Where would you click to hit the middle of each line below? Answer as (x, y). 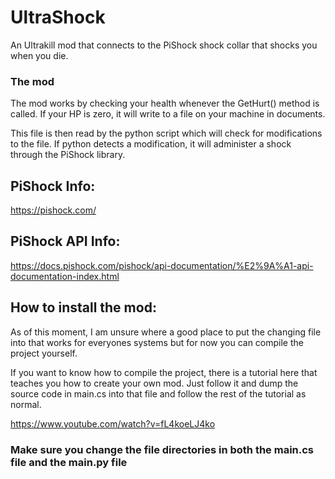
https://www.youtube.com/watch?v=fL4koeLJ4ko (113, 423)
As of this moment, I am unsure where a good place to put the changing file (166, 332)
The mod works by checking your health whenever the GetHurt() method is (165, 103)
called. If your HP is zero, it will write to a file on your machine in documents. (168, 114)
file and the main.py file (69, 462)
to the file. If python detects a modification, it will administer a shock (151, 144)
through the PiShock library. (68, 155)
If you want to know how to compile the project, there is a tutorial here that (164, 372)
